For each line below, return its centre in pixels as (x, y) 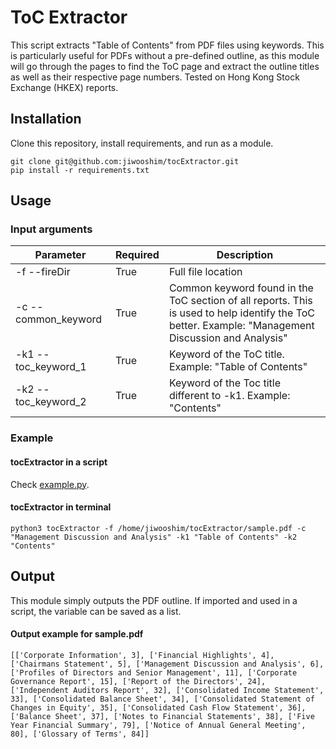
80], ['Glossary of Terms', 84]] (80, 734)
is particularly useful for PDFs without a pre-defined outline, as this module (165, 55)
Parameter (60, 255)
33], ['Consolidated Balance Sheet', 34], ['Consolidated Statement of (162, 699)
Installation (46, 119)
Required (137, 255)
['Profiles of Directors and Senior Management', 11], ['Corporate (154, 672)
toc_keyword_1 (51, 367)
